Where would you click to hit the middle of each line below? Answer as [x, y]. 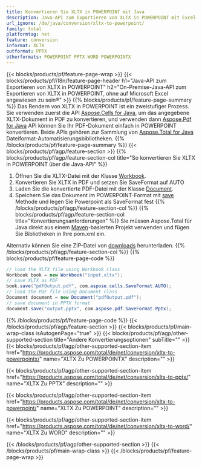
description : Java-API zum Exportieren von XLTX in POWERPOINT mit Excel [101, 18]
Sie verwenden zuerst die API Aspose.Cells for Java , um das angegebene [98, 113]
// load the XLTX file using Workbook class [63, 269]
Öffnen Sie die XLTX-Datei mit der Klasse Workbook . [80, 175]
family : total [24, 29]
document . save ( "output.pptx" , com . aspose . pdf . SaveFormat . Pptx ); [89, 309]
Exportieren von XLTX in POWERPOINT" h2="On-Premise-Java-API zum [96, 87]
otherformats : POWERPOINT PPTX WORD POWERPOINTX [69, 57]
